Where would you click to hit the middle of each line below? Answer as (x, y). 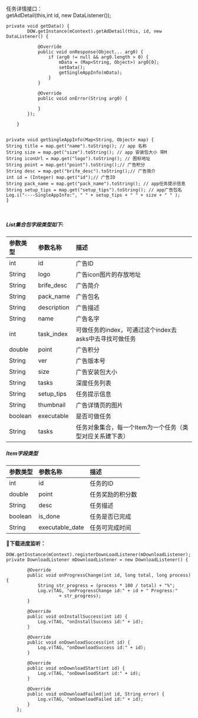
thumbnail (52, 404)
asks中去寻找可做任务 (106, 338)
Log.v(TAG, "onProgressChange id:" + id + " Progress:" (108, 590)
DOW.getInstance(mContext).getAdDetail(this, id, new (95, 31)
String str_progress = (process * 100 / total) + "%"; (106, 585)
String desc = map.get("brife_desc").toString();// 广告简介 (81, 171)
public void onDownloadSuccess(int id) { (79, 642)
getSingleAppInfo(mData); (90, 73)
